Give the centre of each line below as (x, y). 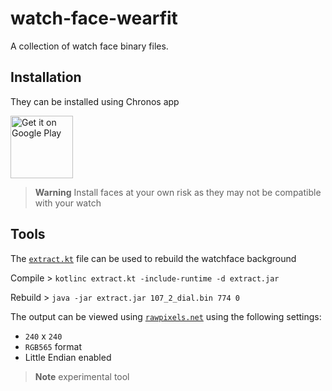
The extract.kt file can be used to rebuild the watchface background (153, 258)
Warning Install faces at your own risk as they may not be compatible (178, 192)
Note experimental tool (82, 376)
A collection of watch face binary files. (89, 46)
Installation (46, 77)
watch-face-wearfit (94, 18)
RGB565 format (53, 346)
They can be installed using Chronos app (95, 101)
